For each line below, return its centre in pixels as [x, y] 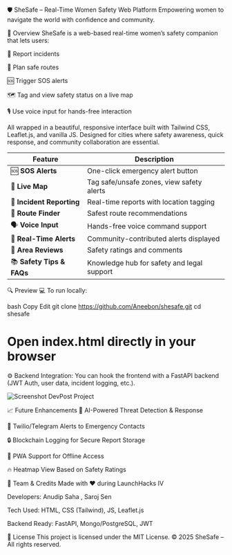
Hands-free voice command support [147, 226]
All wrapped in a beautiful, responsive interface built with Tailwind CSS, [109, 127]
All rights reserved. [34, 544]
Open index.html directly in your [101, 342]
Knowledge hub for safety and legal [145, 263]
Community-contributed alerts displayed [154, 239]
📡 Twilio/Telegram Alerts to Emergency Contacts [76, 426]
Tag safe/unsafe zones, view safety [145, 182]
